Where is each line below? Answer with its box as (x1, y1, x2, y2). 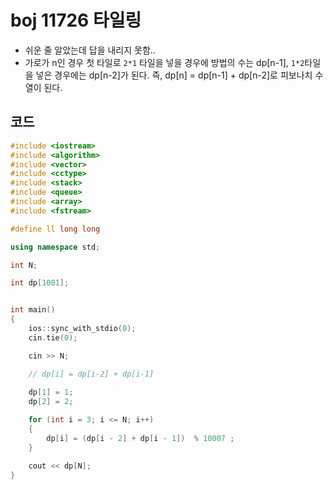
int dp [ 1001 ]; (10, 278, 70, 288)
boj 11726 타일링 (10, 9, 142, 32)
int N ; (10, 260, 38, 270)
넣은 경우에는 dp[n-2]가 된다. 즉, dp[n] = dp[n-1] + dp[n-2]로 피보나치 (35, 69, 313, 81)
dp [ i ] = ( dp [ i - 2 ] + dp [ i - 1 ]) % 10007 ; (46, 433, 235, 443)
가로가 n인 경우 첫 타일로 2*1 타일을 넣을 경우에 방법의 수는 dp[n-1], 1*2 (24, 56, 305, 68)
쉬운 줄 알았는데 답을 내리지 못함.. (24, 44, 156, 56)
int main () (10, 305, 56, 315)
